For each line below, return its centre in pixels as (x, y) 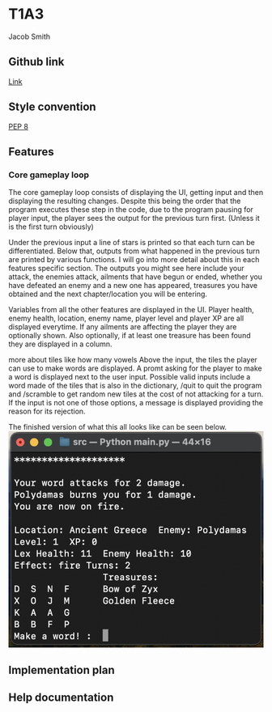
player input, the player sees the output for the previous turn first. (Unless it (134, 218)
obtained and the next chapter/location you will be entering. (108, 294)
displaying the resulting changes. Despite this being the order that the (125, 201)
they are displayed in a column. (60, 344)
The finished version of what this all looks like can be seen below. (118, 427)
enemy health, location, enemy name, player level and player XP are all (126, 318)
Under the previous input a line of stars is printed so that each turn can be (132, 243)
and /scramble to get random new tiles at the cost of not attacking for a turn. (136, 394)
